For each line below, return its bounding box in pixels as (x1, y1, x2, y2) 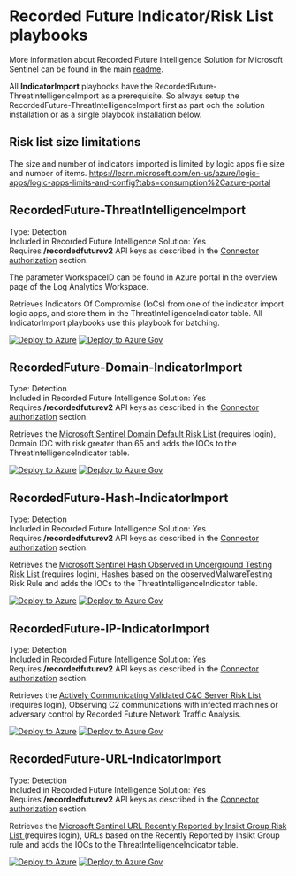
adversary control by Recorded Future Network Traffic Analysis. (9, 709, 241, 719)
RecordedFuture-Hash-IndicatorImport (9, 490, 229, 506)
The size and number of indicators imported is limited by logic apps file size (9, 158, 285, 169)
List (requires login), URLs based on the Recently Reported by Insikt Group (9, 830, 280, 841)
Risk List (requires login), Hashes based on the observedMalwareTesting (9, 569, 273, 579)
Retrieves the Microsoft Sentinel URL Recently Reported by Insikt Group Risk (9, 820, 287, 831)
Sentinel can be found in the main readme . (9, 64, 163, 74)
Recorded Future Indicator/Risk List (9, 6, 274, 27)
